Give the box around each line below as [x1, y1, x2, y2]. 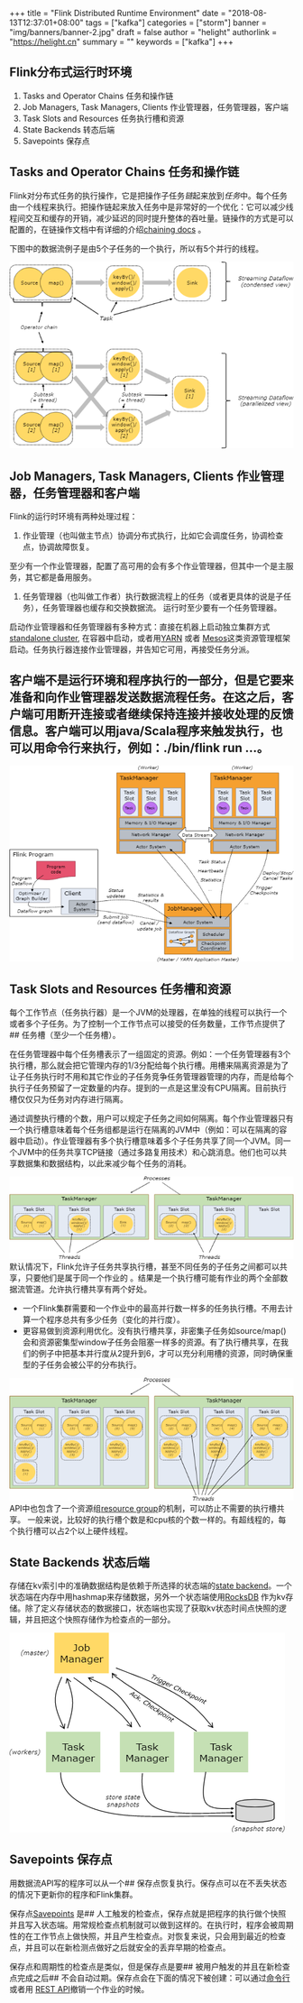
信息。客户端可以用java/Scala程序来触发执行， [9, 723, 271, 739]
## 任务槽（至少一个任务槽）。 [9, 1030, 121, 1041]
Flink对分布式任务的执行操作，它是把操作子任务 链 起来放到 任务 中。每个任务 [9, 189, 288, 201]
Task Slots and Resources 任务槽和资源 [9, 982, 232, 997]
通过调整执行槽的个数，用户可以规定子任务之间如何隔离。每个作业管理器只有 [9, 1113, 294, 1124]
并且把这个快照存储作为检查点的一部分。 [24, 1614, 176, 1625]
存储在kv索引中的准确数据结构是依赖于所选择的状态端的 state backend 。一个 [9, 1580, 292, 1591]
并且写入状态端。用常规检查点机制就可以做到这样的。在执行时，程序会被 [9, 1919, 278, 1930]
